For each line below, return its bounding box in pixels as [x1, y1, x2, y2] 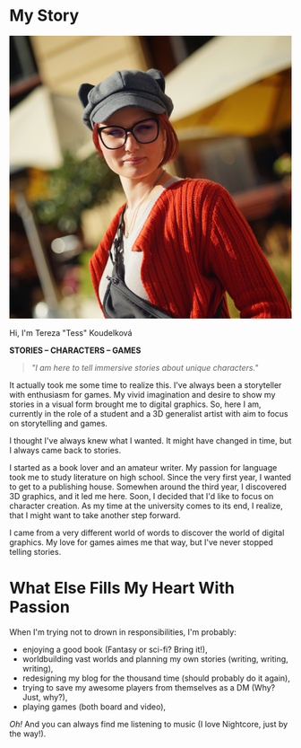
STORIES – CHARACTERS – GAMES [9, 345, 142, 356]
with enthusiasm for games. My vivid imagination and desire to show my [9, 389, 276, 400]
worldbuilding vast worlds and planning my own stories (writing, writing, [21, 653, 288, 664]
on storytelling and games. [9, 418, 107, 428]
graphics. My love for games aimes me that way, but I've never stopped [9, 536, 273, 548]
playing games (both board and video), [21, 701, 167, 712]
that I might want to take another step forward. [9, 509, 181, 521]
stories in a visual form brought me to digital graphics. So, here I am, [9, 399, 262, 409]
